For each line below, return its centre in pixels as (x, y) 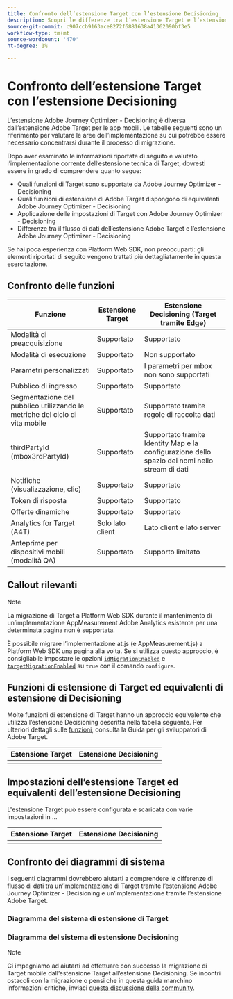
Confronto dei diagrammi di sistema (86, 862)
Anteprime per (34, 543)
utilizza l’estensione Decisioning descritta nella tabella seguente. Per (105, 723)
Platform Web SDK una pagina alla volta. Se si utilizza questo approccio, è (113, 651)
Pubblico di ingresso (44, 386)
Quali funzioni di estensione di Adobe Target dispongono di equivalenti (118, 199)
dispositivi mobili (38, 552)
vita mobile (28, 423)
